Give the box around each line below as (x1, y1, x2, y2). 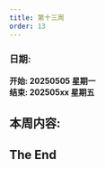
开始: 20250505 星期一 (9, 75, 96, 86)
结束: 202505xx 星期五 (9, 87, 95, 98)
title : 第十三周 (9, 13, 65, 23)
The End (9, 146, 57, 163)
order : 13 (9, 22, 47, 31)
